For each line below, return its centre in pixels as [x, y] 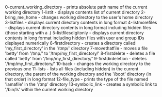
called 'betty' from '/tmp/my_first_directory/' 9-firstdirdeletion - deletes [76, 58]
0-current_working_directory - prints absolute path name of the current [76, 7]
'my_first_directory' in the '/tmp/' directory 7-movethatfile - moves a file [76, 48]
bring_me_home [21, 17]
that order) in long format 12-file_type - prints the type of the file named [77, 79]
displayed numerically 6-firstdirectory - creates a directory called [70, 43]
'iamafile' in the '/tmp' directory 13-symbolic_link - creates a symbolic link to [81, 84]
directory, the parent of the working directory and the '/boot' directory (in [78, 74]
